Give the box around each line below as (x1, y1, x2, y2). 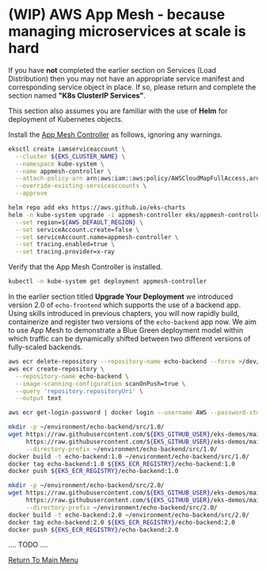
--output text (15, 395, 62, 402)
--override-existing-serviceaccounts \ (15, 182, 147, 190)
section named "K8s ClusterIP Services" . (8, 90, 146, 100)
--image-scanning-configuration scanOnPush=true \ (15, 379, 186, 387)
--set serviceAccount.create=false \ (15, 226, 140, 234)
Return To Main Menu (8, 555, 79, 565)
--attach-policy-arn (15, 174, 83, 183)
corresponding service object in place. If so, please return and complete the (8, 82, 256, 92)
